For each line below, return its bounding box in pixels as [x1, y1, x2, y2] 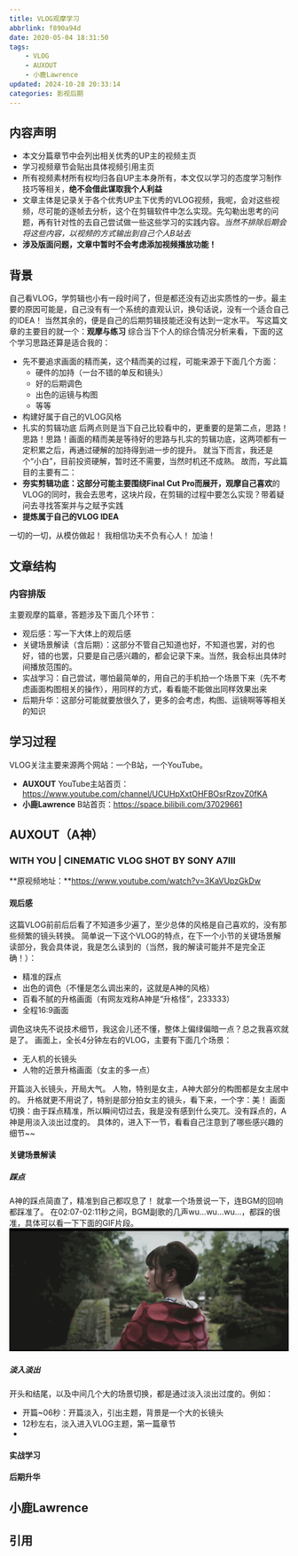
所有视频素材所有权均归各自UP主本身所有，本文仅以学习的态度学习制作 [21, 173, 282, 184]
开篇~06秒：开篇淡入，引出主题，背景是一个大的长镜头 [21, 1407, 224, 1418]
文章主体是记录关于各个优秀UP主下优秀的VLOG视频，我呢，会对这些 [21, 195, 272, 206]
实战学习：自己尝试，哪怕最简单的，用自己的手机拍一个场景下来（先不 [21, 672, 279, 683]
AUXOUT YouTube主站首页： [21, 778, 129, 789]
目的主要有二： [21, 467, 77, 478]
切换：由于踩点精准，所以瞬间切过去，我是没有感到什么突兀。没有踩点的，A [9, 1105, 286, 1116]
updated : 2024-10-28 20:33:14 [9, 80, 122, 89]
